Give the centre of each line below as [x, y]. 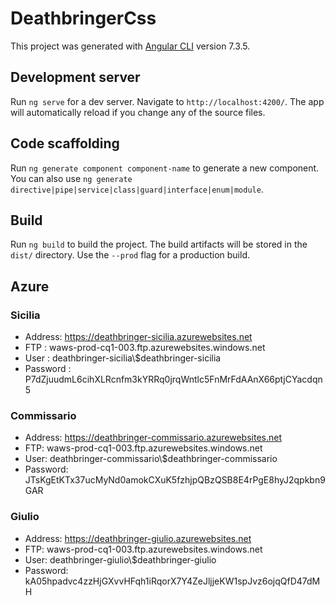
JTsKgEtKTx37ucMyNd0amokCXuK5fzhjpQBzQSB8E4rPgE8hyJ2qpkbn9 [175, 480]
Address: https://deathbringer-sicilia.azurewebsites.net [138, 337]
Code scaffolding [65, 143]
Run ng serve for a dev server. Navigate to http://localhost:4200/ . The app [167, 101]
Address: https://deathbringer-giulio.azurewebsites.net [138, 538]
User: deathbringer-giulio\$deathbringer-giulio [120, 559]
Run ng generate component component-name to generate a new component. [165, 168]
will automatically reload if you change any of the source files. [138, 112]
